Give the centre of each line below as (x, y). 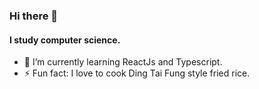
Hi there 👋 (34, 16)
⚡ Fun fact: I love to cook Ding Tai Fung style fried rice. (137, 73)
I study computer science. (65, 40)
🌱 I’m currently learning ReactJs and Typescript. (123, 62)
